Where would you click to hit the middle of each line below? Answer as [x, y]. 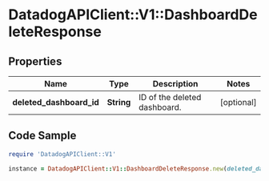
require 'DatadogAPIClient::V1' [62, 154]
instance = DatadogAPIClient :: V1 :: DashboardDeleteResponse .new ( [118, 169]
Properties [35, 61]
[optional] [238, 102]
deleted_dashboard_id [56, 102]
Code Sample [42, 136]
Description [175, 84]
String [119, 102]
